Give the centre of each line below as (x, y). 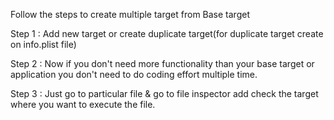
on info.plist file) (43, 44)
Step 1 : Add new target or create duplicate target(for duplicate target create (167, 33)
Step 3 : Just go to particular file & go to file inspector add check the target (164, 93)
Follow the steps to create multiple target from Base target (130, 14)
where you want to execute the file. (83, 104)
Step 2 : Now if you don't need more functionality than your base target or (162, 63)
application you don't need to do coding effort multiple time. (134, 74)
